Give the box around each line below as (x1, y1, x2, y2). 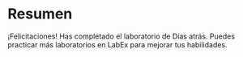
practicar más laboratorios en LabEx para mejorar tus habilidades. (7, 39, 228, 49)
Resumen (7, 5, 73, 23)
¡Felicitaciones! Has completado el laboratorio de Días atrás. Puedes (7, 31, 236, 41)
